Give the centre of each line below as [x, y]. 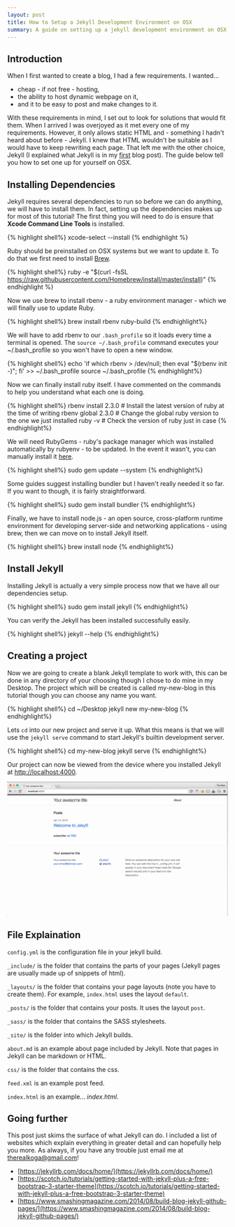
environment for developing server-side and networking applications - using [117, 526]
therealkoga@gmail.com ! [43, 1158]
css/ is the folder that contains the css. [63, 1069]
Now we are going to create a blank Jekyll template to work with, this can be [117, 672]
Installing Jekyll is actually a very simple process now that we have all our [113, 585]
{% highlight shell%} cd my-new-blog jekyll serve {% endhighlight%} [107, 751]
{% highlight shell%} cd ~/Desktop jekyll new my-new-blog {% [98, 709]
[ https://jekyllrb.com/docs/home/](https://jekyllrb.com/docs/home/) [115, 1172]
